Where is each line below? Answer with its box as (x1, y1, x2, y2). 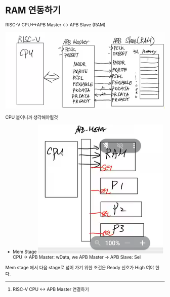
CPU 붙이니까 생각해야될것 (5, 114, 58, 120)
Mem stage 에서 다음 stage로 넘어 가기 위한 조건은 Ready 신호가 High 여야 (5, 264, 154, 270)
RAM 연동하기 (5, 5, 61, 16)
